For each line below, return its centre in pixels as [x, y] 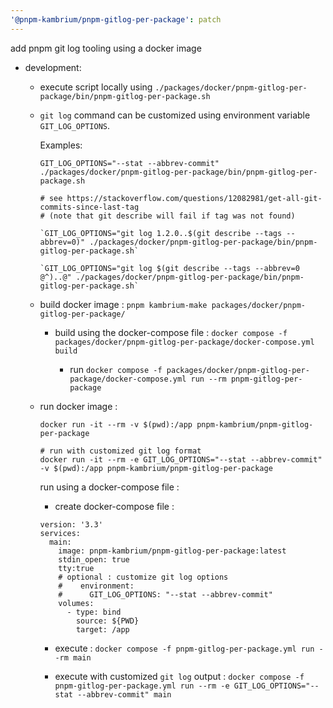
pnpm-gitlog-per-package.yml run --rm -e [142, 686]
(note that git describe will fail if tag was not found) [172, 216]
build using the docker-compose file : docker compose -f [171, 332]
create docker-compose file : [114, 506]
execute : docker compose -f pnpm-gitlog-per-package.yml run [184, 648]
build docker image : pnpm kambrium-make [123, 304]
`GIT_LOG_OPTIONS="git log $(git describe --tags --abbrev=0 [169, 268]
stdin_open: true [94, 559]
